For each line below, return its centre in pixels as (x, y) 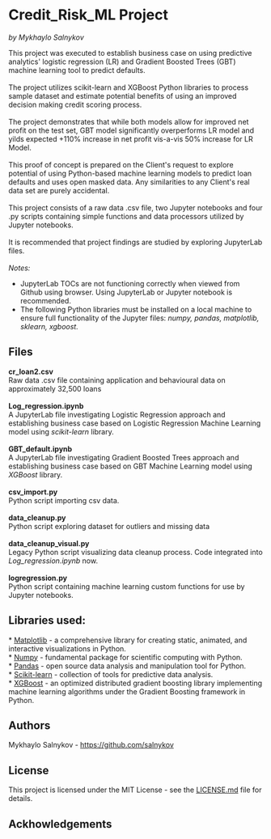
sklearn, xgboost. (49, 326)
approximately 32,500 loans (55, 388)
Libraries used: (47, 621)
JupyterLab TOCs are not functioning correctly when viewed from (130, 283)
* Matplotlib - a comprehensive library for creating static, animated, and (128, 640)
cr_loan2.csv (31, 371)
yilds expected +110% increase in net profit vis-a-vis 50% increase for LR (131, 138)
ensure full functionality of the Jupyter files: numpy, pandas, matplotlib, (140, 318)
